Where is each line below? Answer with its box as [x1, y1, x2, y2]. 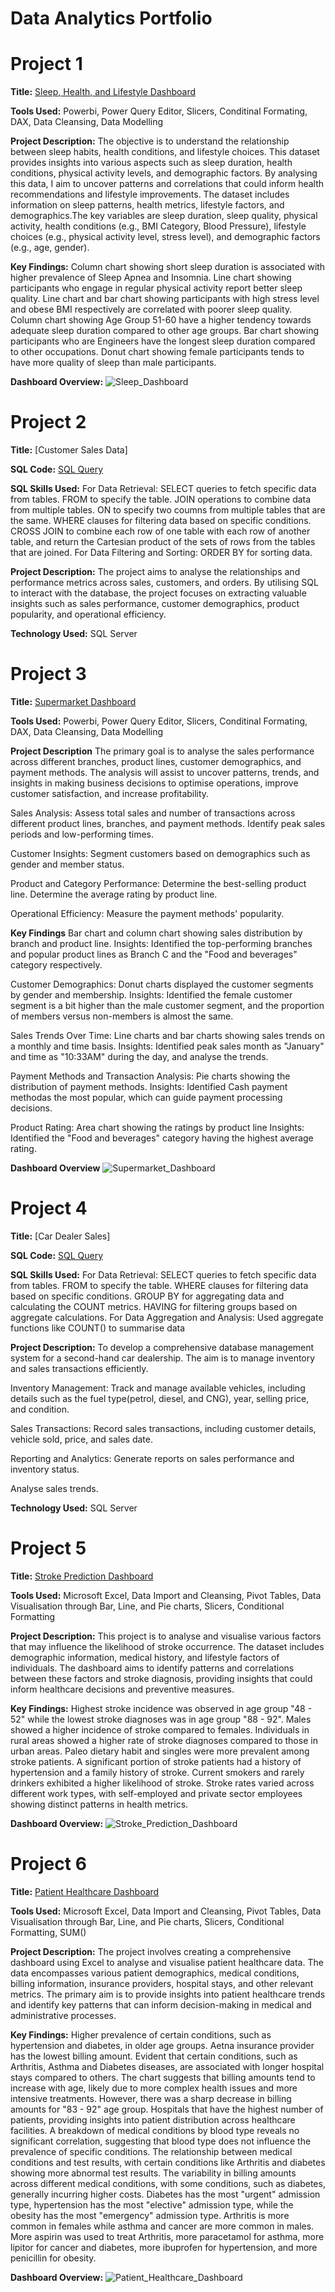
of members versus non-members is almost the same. [10, 1010, 234, 1022]
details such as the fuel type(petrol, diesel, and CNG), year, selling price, [10, 1392, 310, 1404]
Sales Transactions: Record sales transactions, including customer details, [10, 1422, 317, 1434]
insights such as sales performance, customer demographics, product [10, 598, 300, 610]
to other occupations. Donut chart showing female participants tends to [10, 346, 305, 358]
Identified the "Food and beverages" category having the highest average [10, 1132, 314, 1144]
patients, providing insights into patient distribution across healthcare [10, 2113, 296, 2126]
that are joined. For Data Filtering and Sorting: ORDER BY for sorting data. [10, 547, 313, 559]
